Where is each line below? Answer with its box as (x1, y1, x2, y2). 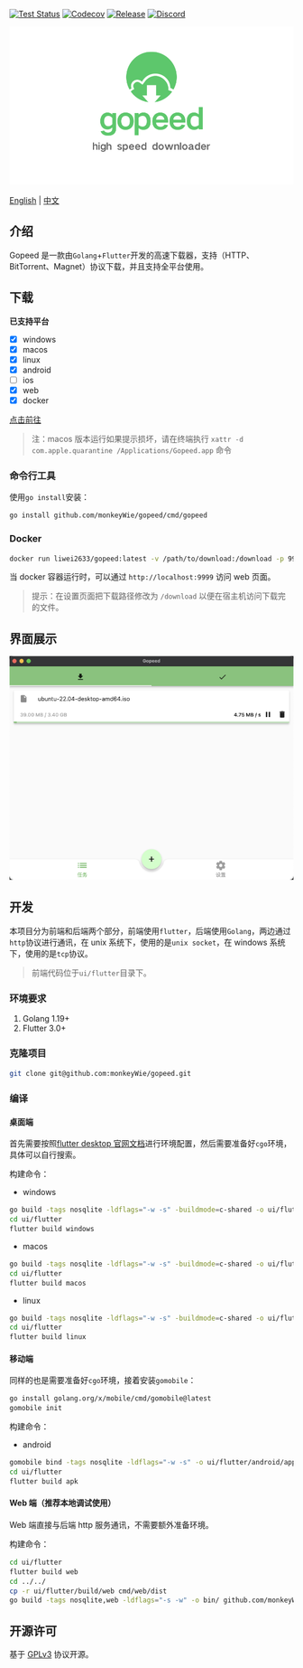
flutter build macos (9, 1278, 87, 1287)
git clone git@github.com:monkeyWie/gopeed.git (9, 1070, 192, 1079)
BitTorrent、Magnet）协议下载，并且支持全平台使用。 (9, 260, 209, 271)
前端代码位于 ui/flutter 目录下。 (31, 967, 151, 978)
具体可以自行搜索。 (9, 1149, 81, 1161)
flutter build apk (9, 1476, 78, 1486)
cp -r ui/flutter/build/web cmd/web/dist (9, 1587, 168, 1596)
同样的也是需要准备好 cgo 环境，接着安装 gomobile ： (9, 1375, 197, 1386)
